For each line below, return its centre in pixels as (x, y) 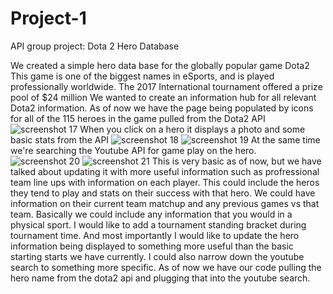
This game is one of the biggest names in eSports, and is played (142, 76)
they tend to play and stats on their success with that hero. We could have (163, 193)
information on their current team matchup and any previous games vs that (165, 203)
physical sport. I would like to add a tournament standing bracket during (158, 224)
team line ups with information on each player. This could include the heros (165, 182)
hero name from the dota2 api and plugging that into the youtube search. (160, 278)
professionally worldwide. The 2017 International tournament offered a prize (166, 86)
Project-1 (48, 18)
